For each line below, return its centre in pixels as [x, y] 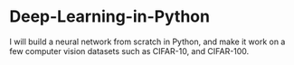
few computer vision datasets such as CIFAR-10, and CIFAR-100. [129, 51]
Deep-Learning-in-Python [110, 17]
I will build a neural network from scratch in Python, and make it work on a [147, 42]
